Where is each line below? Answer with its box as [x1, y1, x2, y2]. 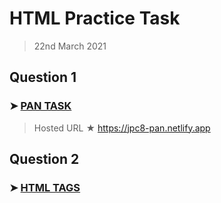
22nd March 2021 [33, 40, 107, 52]
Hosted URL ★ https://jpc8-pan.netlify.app [33, 122, 211, 134]
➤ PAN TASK [9, 99, 72, 113]
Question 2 [9, 151, 80, 168]
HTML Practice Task [9, 7, 181, 30]
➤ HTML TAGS [9, 180, 81, 194]
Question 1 [9, 69, 77, 86]
